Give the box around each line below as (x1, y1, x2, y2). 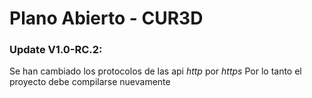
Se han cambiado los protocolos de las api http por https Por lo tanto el (9, 65, 302, 77)
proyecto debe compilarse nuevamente (9, 76, 171, 88)
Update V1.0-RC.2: (9, 43, 103, 57)
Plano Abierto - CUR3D (9, 7, 204, 30)
